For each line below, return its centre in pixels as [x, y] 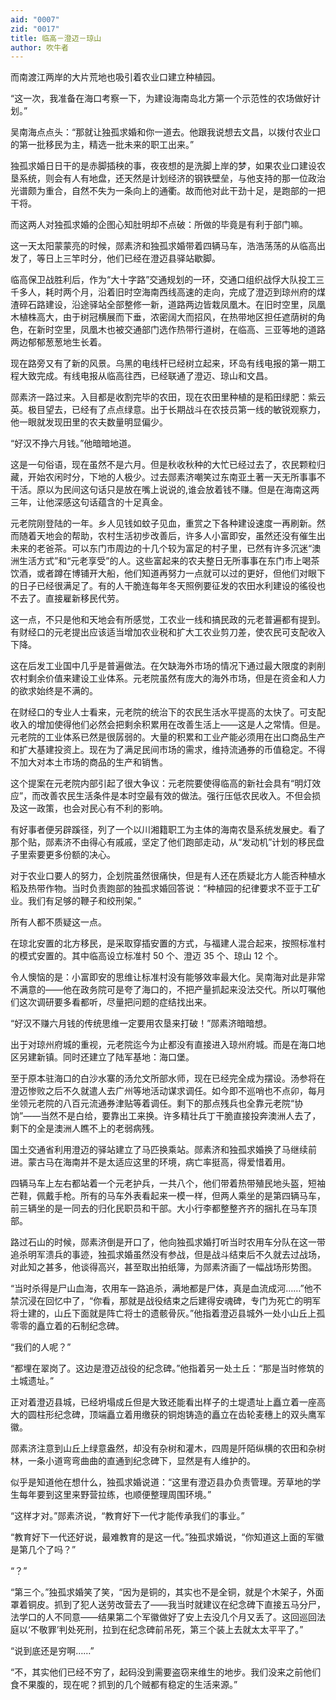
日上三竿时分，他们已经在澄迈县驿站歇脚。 [132, 258]
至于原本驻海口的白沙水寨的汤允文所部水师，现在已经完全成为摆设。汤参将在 [168, 1078]
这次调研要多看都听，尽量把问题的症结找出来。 [115, 1002]
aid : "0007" [35, 19]
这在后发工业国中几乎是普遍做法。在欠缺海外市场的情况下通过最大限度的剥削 [168, 666]
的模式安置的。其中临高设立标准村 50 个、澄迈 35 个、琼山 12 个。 [146, 956]
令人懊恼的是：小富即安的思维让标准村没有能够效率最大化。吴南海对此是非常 [168, 977]
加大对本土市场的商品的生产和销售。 [93, 762]
